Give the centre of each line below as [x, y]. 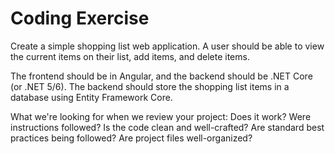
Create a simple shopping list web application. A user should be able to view [167, 46]
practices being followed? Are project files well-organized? [131, 138]
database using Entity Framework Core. [91, 97]
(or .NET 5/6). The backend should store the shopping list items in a [150, 86]
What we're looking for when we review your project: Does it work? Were [161, 116]
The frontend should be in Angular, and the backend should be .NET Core [161, 76]
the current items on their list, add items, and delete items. [130, 56]
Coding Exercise [80, 18]
